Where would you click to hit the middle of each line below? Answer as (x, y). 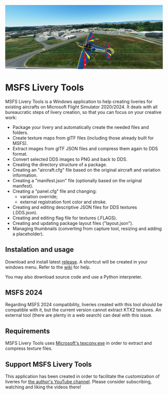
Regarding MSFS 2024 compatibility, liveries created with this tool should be (84, 305)
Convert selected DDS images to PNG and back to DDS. (70, 159)
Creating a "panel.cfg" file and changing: (54, 191)
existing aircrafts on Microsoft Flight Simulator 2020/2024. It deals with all (81, 107)
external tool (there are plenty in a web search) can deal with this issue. (79, 315)
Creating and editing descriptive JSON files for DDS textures (75, 207)
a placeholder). (28, 234)
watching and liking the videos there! (43, 387)
